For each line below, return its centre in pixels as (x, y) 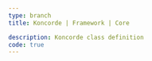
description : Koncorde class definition (76, 37)
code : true (26, 44)
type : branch (30, 15)
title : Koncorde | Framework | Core (69, 23)
